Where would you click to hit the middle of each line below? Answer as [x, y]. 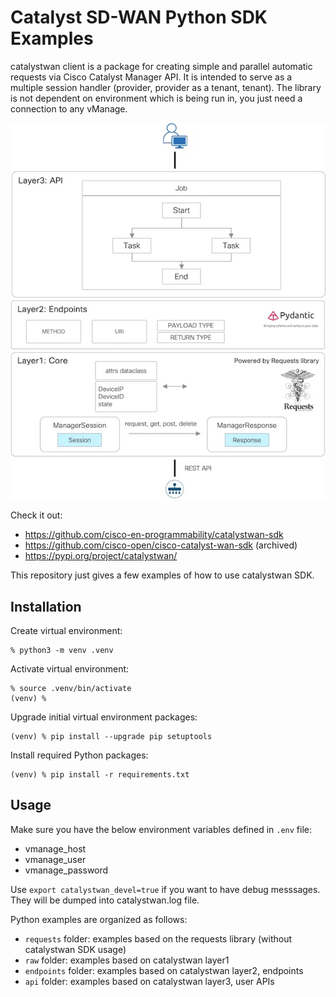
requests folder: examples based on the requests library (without [158, 938]
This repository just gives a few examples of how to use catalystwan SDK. [162, 575]
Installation [46, 606]
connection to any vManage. [69, 108]
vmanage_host [55, 848]
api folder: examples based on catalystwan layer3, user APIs [149, 981]
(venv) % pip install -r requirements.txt [100, 775]
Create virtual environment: [66, 631]
